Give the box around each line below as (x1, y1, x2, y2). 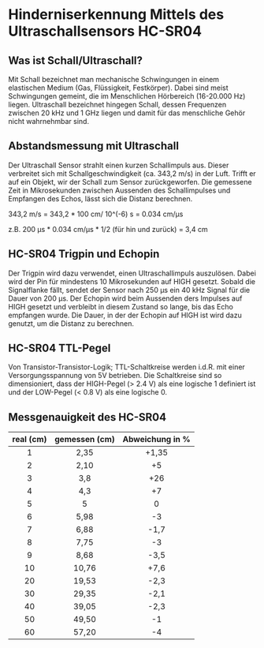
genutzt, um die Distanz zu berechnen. (8, 318, 134, 328)
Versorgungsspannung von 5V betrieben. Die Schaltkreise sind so (8, 371, 222, 380)
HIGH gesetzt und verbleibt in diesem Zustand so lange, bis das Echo (8, 302, 234, 311)
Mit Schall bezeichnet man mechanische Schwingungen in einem (8, 75, 219, 84)
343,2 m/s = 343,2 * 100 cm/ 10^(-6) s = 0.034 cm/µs (8, 209, 184, 219)
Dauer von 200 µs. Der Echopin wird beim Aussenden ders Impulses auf (8, 294, 243, 303)
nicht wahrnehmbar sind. (8, 117, 89, 125)
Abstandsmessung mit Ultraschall (8, 140, 180, 153)
